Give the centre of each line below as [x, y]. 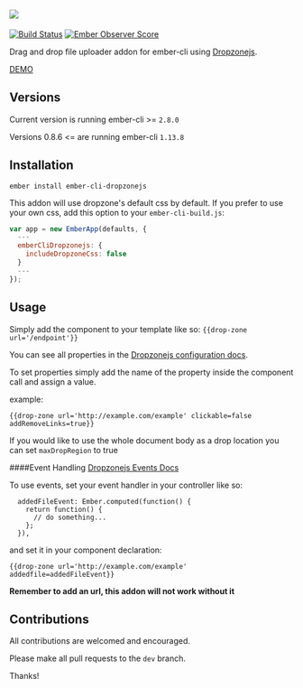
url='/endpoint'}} [44, 338]
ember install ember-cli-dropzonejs [78, 186]
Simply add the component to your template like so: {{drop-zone [129, 329]
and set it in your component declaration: [86, 550]
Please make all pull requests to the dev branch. [98, 658]
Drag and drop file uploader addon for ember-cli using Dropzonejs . [133, 51]
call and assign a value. [53, 381]
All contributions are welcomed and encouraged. [100, 641]
